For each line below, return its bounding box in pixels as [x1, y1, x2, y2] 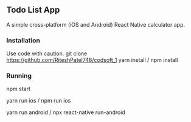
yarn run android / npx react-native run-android [6, 109, 126, 116]
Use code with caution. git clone [6, 50, 88, 57]
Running [6, 72, 32, 80]
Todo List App [6, 5, 60, 15]
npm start [6, 85, 31, 93]
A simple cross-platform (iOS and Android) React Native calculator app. [6, 21, 186, 28]
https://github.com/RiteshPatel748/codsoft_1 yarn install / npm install [6, 56, 178, 64]
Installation [6, 36, 41, 44]
